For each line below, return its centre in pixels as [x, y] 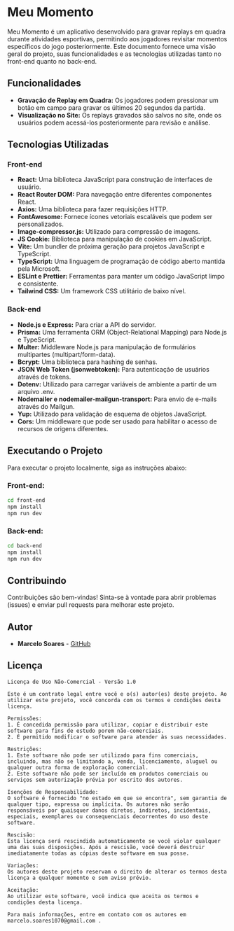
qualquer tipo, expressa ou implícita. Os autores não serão [98, 804]
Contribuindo [37, 581]
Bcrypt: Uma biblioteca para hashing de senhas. [87, 362]
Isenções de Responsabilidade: [53, 792]
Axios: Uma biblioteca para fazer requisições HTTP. [92, 209]
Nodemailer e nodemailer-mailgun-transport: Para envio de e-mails [117, 399]
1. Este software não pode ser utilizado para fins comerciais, [103, 755]
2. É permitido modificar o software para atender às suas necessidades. [117, 737]
